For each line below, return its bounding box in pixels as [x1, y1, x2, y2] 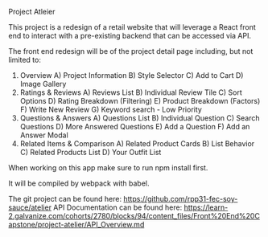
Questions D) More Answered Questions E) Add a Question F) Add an [19, 122, 250, 131]
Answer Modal [19, 130, 68, 140]
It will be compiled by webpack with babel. [8, 178, 150, 188]
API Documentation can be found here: [53, 202, 183, 212]
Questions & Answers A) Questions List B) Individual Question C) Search [19, 113, 260, 123]
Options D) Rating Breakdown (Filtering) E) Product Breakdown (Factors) [19, 96, 261, 105]
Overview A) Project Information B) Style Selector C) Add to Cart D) [19, 71, 244, 80]
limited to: [8, 55, 42, 64]
